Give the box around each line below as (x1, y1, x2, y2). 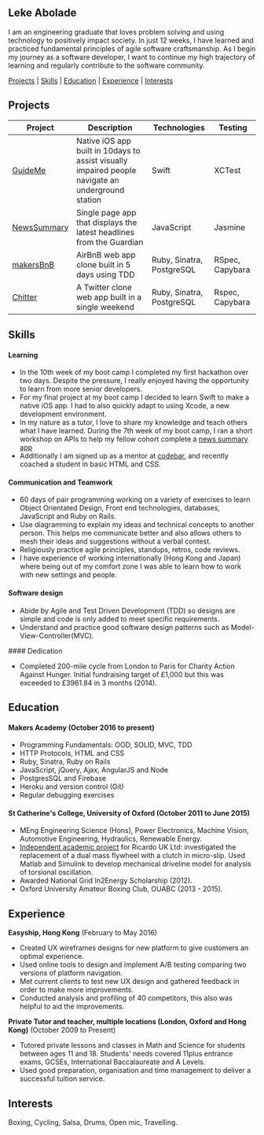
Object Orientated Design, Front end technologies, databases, (19, 503, 220, 513)
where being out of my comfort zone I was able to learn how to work (19, 562, 242, 571)
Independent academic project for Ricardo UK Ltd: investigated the (19, 842, 236, 852)
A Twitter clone (75, 282, 132, 293)
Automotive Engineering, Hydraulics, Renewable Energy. (19, 834, 203, 844)
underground (75, 184, 125, 195)
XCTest (214, 164, 241, 175)
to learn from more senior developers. (19, 385, 143, 394)
